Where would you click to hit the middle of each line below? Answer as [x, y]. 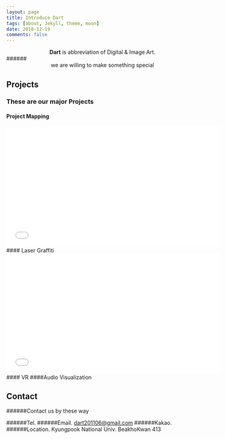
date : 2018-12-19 [28, 29]
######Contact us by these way [48, 411]
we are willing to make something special [102, 65]
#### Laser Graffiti [30, 250]
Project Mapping [28, 116]
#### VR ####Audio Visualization [49, 377]
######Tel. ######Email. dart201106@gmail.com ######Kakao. [89, 423]
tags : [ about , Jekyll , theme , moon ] [53, 23]
